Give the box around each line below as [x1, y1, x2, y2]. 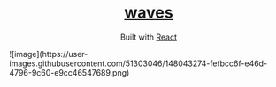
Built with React [119, 32, 178, 42]
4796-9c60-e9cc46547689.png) [9, 67, 130, 77]
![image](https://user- [9, 48, 88, 59]
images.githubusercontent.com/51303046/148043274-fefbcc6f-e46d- [9, 58, 268, 69]
